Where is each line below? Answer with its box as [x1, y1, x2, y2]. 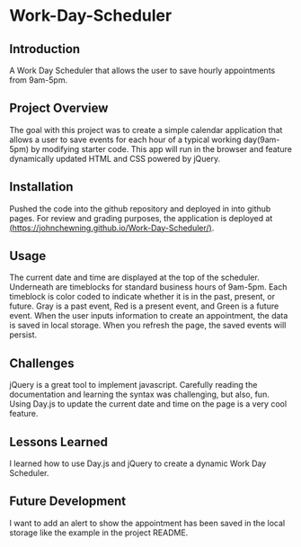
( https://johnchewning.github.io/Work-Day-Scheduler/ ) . [9, 222, 215, 233]
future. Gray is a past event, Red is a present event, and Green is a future [9, 300, 279, 311]
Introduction [9, 41, 81, 57]
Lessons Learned [9, 434, 108, 450]
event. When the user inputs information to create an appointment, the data [9, 310, 288, 321]
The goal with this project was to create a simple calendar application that [9, 124, 283, 135]
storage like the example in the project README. [9, 527, 189, 538]
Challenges [9, 355, 75, 371]
